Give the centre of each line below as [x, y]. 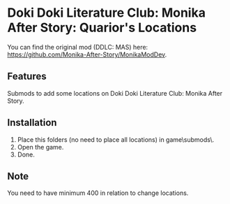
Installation [32, 123]
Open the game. [40, 147]
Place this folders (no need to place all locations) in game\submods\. [116, 139]
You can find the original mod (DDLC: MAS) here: [78, 47]
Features [27, 76]
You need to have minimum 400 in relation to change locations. [98, 193]
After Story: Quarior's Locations [102, 28]
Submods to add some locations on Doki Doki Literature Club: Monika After [115, 93]
